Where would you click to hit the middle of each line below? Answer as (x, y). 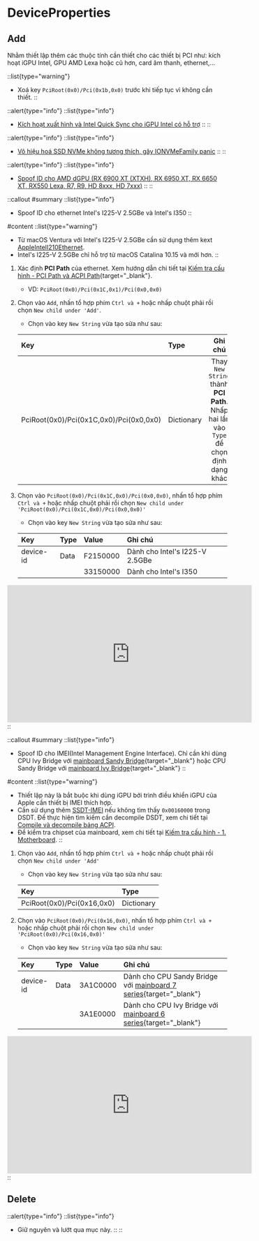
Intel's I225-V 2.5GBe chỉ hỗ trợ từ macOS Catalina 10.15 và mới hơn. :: (118, 255)
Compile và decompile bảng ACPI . (67, 825)
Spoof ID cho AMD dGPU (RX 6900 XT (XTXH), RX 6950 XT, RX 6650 (117, 178)
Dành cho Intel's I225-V (167, 551)
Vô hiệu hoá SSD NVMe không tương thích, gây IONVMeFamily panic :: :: (121, 151)
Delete (22, 1199)
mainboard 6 (144, 1014)
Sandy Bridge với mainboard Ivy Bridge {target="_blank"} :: (102, 768)
